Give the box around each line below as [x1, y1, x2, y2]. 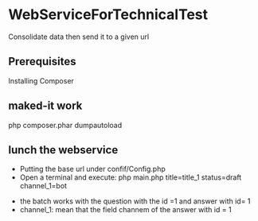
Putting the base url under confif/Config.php [19, 165, 166, 174]
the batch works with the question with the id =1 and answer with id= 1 [19, 196, 251, 206]
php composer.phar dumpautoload [8, 120, 123, 130]
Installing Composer [8, 76, 74, 85]
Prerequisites [8, 55, 76, 68]
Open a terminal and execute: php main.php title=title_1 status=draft [19, 173, 242, 182]
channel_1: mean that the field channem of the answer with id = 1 [19, 205, 233, 215]
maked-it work [8, 99, 83, 113]
